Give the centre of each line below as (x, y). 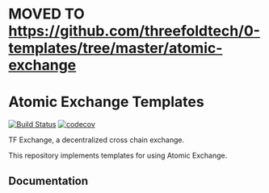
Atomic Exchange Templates (106, 102)
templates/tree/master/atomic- (116, 48)
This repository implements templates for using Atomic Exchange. (118, 156)
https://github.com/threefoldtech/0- (134, 31)
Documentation (48, 181)
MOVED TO (46, 14)
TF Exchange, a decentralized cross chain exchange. (97, 140)
